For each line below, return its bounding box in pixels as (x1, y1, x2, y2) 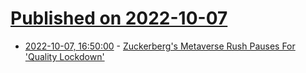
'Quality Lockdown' (24, 50, 105, 62)
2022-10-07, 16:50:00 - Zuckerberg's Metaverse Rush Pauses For (24, 40, 296, 52)
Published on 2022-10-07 (10, 7, 228, 30)
